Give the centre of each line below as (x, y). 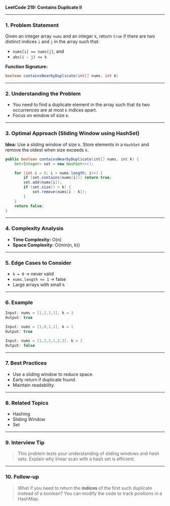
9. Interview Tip (25, 443)
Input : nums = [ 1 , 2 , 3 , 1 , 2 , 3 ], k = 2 (44, 341)
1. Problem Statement (32, 25)
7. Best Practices (26, 363)
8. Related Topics (27, 403)
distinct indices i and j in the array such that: (52, 42)
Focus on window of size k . (41, 116)
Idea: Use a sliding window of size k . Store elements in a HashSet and (77, 144)
